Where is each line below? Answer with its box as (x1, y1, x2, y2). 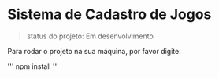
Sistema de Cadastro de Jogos (7, 5, 212, 23)
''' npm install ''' (7, 61, 60, 71)
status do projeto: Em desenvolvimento (26, 31, 154, 41)
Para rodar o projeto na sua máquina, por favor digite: (7, 46, 182, 56)
